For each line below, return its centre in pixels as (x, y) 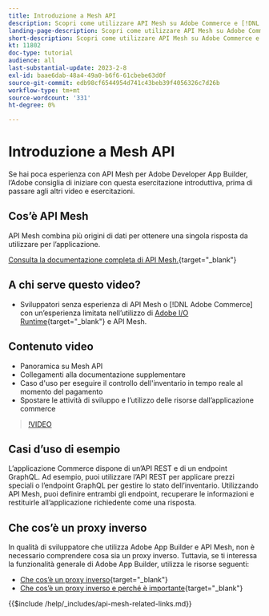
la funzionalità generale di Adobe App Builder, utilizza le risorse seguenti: (129, 564)
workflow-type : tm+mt (44, 90)
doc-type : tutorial (41, 53)
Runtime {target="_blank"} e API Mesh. (83, 321)
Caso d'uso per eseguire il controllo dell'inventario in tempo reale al (131, 383)
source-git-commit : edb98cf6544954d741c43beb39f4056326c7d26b (114, 83)
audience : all (32, 61)
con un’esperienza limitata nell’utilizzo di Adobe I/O (104, 313)
